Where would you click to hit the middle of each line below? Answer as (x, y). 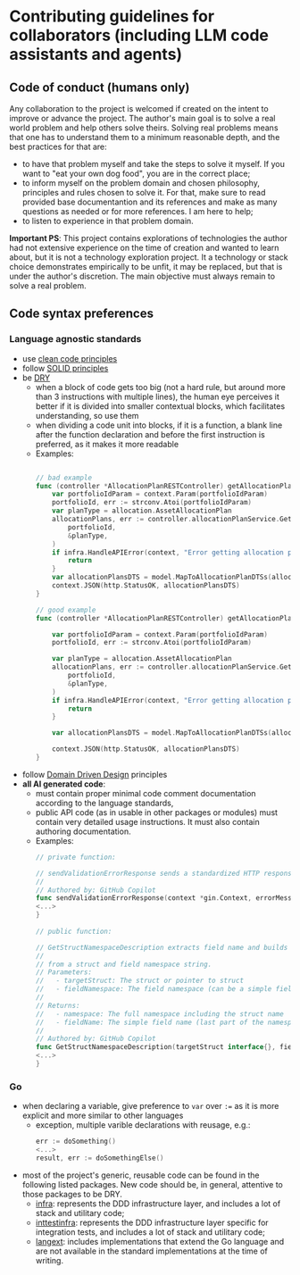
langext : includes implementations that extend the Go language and (160, 1241)
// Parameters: (63, 972)
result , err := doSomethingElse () (100, 1158)
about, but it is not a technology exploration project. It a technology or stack (149, 257)
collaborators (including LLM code (139, 35)
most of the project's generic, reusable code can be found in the (141, 1175)
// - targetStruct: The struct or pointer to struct (139, 981)
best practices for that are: (58, 146)
